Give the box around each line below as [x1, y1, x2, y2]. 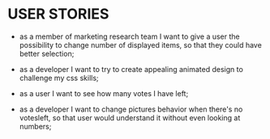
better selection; [19, 48, 75, 58]
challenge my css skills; [19, 73, 99, 82]
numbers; [19, 121, 52, 131]
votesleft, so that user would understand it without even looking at [19, 112, 241, 122]
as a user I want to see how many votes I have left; [19, 88, 189, 98]
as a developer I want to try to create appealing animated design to [19, 64, 244, 74]
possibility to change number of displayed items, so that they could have [19, 40, 263, 49]
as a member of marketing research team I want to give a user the [19, 32, 240, 41]
